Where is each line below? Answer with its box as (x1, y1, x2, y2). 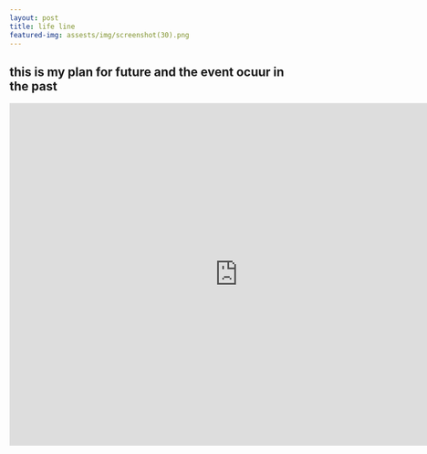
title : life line (9, 22, 76, 31)
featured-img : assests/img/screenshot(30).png (9, 30, 190, 39)
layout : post (9, 13, 59, 23)
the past (9, 79, 57, 94)
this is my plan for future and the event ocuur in (9, 64, 285, 79)
